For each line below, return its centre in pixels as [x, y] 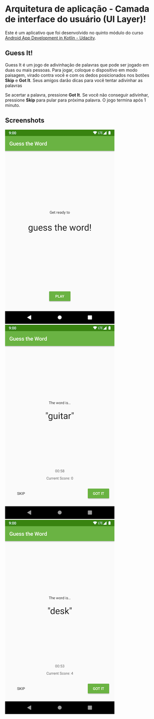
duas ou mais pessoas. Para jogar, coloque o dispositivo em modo [71, 70]
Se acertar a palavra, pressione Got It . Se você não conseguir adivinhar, [77, 95]
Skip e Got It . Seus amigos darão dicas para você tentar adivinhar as [74, 80]
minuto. [13, 105]
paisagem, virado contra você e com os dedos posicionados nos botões [77, 75]
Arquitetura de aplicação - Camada [77, 9]
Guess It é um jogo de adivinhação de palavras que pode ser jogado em [77, 65]
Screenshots [25, 121]
